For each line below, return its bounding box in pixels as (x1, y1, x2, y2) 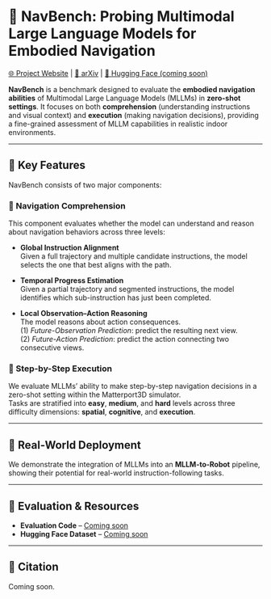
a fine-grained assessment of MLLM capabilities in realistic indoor (8, 119, 228, 129)
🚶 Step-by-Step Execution (8, 363, 113, 374)
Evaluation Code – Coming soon (19, 521, 129, 530)
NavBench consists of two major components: (8, 179, 162, 189)
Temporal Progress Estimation (19, 276, 124, 285)
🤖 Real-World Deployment (8, 438, 141, 452)
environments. (8, 127, 56, 137)
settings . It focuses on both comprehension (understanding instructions (8, 101, 251, 112)
